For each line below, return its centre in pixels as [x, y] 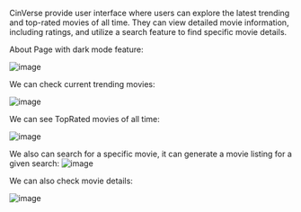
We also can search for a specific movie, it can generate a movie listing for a [150, 154]
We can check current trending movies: [82, 84]
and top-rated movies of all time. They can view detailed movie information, [149, 22]
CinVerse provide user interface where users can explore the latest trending [150, 13]
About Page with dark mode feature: [76, 49]
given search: [35, 163]
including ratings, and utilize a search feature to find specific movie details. [148, 32]
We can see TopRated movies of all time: [84, 119]
